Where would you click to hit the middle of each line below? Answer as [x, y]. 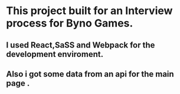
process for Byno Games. [70, 23]
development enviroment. [55, 54]
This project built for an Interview [89, 11]
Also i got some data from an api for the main [90, 74]
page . [18, 83]
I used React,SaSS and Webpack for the [81, 45]
